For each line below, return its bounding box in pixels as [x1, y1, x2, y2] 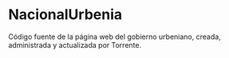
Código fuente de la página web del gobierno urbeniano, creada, [8, 32, 221, 41]
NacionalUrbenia [8, 6, 123, 24]
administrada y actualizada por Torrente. [8, 40, 142, 49]
